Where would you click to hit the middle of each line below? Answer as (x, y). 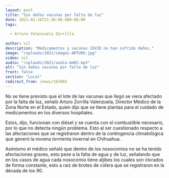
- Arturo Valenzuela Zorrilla (42, 34)
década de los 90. (24, 170)
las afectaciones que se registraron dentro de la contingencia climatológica (84, 133)
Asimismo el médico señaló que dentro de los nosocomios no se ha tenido (83, 149)
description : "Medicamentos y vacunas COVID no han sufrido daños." (80, 48)
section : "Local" (24, 77)
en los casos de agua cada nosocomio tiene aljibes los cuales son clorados (84, 160)
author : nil (18, 44)
